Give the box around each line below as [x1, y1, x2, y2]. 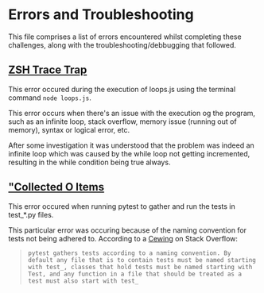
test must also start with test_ [27, 276, 139, 285]
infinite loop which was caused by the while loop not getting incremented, [8, 148, 250, 158]
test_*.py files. [8, 210, 54, 219]
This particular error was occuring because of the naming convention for [8, 225, 247, 235]
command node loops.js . [8, 93, 91, 102]
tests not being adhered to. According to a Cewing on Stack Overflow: [8, 233, 239, 243]
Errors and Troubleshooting [8, 6, 194, 24]
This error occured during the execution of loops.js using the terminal [8, 84, 236, 94]
